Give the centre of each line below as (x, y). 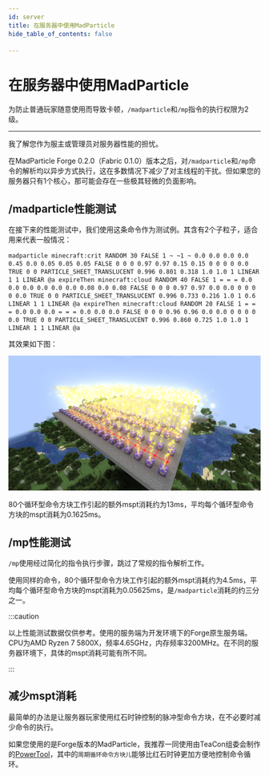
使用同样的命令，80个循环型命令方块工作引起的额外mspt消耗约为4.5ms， (129, 580)
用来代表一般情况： (40, 240)
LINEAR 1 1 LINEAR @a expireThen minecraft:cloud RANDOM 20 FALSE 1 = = (132, 304)
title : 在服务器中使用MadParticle (62, 25)
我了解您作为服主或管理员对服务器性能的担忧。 (85, 144)
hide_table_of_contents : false (60, 34)
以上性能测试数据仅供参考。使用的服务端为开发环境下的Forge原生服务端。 (130, 633)
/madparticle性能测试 (62, 209)
